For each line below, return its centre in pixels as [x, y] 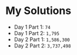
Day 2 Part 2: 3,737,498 [42, 46]
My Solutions [38, 11]
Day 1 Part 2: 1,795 [37, 33]
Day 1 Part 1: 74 [32, 27]
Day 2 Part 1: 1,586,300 [42, 39]
